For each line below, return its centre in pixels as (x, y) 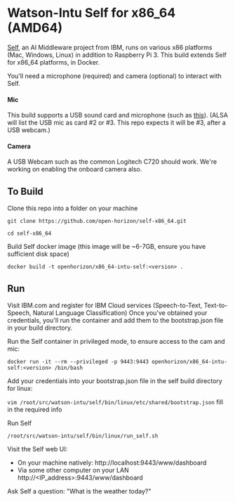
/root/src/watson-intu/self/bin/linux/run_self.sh (83, 436)
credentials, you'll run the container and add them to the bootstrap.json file (115, 320)
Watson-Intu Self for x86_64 (92, 13)
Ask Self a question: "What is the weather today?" (79, 491)
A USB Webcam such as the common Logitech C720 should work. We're (112, 162)
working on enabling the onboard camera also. (75, 169)
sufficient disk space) (39, 254)
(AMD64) (35, 28)
